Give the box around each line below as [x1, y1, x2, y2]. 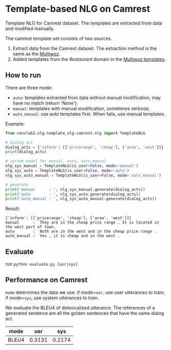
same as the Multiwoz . [12, 51, 60, 57]
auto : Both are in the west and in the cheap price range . [5, 229, 157, 234]
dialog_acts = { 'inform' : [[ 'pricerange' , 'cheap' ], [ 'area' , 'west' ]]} [5, 144, 164, 150]
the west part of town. [5, 225, 56, 230]
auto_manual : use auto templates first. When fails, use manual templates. [12, 111, 165, 117]
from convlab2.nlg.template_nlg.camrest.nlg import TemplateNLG [5, 130, 145, 136]
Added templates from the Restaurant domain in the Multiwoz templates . [12, 56, 166, 62]
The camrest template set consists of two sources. [5, 35, 113, 41]
